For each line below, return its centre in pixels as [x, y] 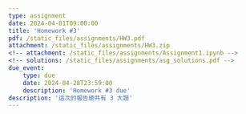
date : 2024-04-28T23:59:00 [68, 83]
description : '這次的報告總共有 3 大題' [71, 98]
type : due [39, 75]
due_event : [26, 68]
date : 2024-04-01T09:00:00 [53, 23]
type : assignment [37, 16]
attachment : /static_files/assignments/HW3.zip [89, 46]
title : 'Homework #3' [44, 31]
